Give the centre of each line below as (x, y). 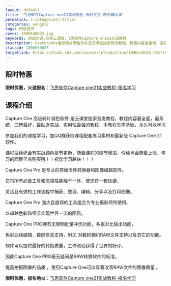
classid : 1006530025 (27, 48)
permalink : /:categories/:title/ (41, 19)
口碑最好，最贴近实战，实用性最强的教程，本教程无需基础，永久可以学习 (90, 125)
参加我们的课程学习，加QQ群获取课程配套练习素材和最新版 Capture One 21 (83, 136)
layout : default (22, 10)
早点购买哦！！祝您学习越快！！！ (59, 159)
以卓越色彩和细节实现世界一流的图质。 (45, 213)
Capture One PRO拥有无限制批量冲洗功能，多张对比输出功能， (71, 224)
